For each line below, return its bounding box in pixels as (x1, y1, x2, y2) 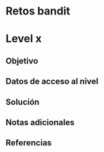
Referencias (5, 138, 52, 148)
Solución (5, 97, 40, 107)
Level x (5, 32, 42, 46)
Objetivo (5, 55, 38, 66)
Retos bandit (5, 4, 70, 18)
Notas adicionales (5, 117, 75, 127)
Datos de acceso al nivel (5, 77, 99, 87)
